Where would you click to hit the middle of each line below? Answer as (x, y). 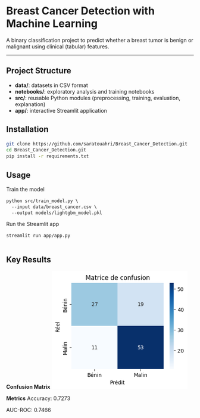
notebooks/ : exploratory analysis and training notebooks (85, 91)
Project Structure (39, 71)
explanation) (30, 104)
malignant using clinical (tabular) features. (58, 47)
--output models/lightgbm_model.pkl (57, 213)
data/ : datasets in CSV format (51, 85)
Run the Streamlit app (33, 224)
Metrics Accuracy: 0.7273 (38, 398)
